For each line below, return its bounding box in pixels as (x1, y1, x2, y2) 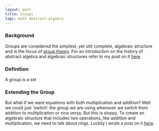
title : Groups (5, 12, 34, 16)
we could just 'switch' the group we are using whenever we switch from (5, 105, 148, 111)
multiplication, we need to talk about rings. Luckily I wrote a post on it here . (5, 120, 155, 126)
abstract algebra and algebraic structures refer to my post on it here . (5, 53, 142, 59)
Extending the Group (5, 88, 55, 95)
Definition (5, 65, 29, 72)
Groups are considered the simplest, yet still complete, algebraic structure (5, 43, 153, 49)
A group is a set (5, 76, 37, 82)
